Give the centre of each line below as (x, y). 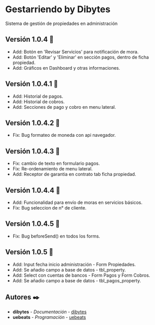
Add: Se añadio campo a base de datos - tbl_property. (69, 270)
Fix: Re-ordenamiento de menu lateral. (52, 169)
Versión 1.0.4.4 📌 (33, 190)
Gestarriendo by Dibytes (58, 9)
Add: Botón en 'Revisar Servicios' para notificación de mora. (75, 51)
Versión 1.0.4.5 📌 (33, 224)
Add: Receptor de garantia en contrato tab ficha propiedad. (74, 174)
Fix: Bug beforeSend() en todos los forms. (56, 236)
